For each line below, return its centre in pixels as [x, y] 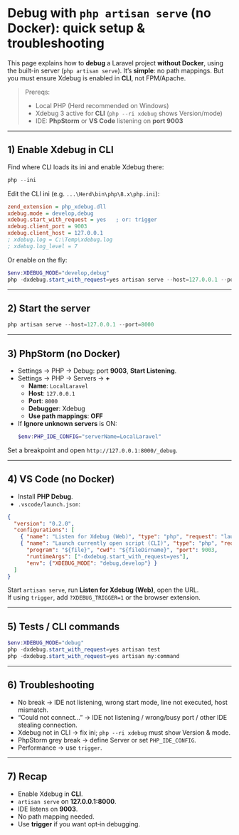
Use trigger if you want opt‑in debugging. [79, 824]
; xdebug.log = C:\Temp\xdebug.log [60, 240]
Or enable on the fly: [37, 260]
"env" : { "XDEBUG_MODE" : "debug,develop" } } [92, 563]
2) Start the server [49, 308]
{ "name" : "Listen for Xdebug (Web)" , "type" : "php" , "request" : [119, 537]
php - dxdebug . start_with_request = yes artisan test [84, 650]
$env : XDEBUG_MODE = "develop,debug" [59, 273]
